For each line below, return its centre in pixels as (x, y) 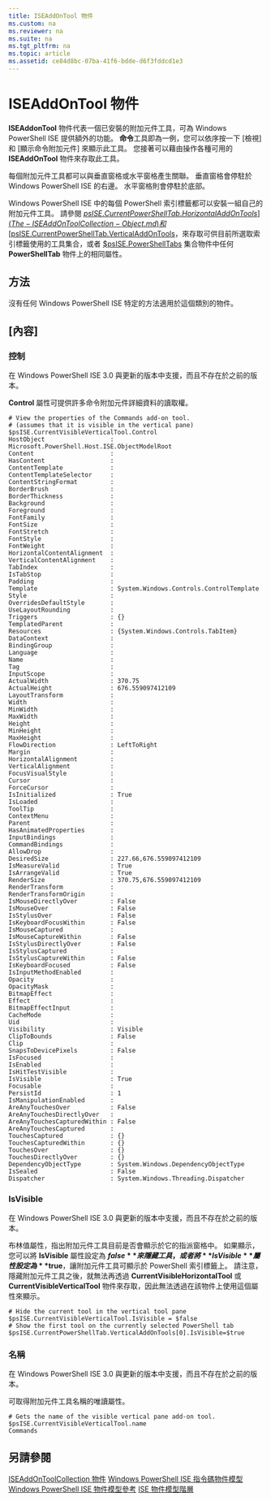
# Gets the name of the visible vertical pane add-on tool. (112, 1417)
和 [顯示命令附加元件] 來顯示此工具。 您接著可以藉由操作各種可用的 (121, 148)
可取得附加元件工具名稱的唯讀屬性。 (69, 1401)
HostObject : (61, 439)
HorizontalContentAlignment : (61, 553)
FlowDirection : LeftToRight (83, 745)
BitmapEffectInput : (61, 1008)
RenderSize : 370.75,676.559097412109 (105, 880)
